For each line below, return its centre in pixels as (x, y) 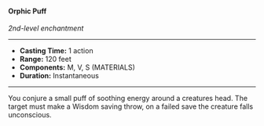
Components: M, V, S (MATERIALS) (77, 67)
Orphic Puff (27, 11)
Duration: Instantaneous (59, 76)
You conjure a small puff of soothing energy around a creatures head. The (128, 99)
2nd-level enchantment (46, 28)
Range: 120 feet (46, 59)
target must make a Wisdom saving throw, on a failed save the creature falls (131, 106)
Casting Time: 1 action (56, 51)
